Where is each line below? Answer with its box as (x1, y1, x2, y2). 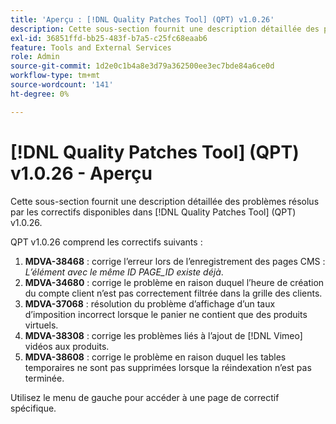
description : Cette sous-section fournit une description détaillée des (10, 24, 320, 34)
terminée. (24, 372, 65, 384)
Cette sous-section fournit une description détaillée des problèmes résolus (10, 195, 320, 207)
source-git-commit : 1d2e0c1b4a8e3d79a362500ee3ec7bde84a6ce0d (10, 61, 275, 71)
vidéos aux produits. (24, 340, 110, 352)
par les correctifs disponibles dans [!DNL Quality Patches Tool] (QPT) (10, 206, 297, 218)
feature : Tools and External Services (10, 42, 172, 53)
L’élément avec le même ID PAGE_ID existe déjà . (24, 266, 224, 278)
